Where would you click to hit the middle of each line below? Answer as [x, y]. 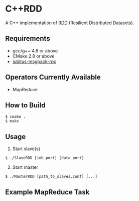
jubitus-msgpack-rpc [34, 61]
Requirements [28, 39]
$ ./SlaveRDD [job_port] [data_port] [45, 158]
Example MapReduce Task [47, 192]
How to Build [26, 105]
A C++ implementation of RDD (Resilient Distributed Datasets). [70, 23]
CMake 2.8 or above [33, 56]
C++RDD [24, 9]
